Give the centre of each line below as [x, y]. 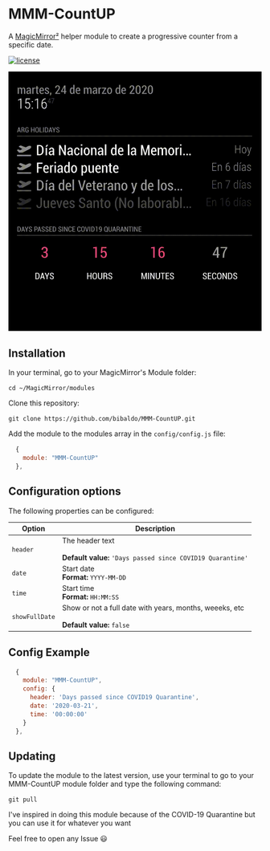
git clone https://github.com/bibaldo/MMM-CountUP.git [102, 419]
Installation [37, 353]
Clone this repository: [44, 403]
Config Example [49, 652]
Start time [78, 588]
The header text [88, 540]
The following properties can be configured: [81, 511]
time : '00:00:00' [59, 714]
